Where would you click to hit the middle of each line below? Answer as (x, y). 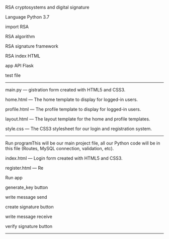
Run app (14, 177)
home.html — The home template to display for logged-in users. (72, 99)
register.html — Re (24, 168)
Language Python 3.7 (27, 17)
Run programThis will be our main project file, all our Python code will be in (83, 143)
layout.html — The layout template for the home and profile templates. (78, 119)
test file (13, 75)
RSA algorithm (20, 36)
